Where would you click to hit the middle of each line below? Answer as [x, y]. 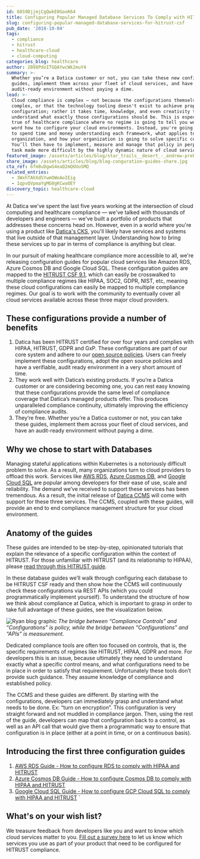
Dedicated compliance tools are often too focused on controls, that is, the [96, 645]
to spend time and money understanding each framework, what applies [99, 134]
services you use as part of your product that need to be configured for [94, 843]
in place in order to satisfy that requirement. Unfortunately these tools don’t [99, 671]
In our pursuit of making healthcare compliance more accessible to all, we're [100, 255]
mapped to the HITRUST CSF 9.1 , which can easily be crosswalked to [91, 274]
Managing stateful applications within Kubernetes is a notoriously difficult [96, 464]
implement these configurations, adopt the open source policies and [99, 361]
